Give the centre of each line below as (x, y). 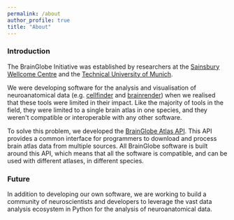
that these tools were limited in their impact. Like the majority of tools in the (115, 102)
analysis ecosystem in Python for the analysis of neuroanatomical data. (110, 209)
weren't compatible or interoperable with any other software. (95, 117)
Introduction (29, 51)
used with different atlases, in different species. (76, 160)
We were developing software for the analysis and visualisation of (102, 88)
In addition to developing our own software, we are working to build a (107, 194)
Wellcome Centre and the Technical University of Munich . (90, 74)
